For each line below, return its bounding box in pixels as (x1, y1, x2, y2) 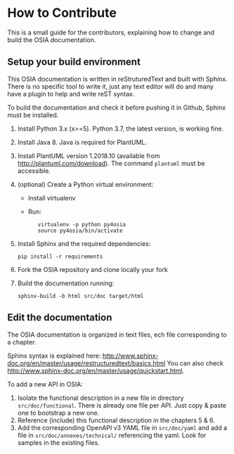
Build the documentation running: (17, 279, 115, 287)
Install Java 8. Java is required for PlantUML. (17, 138, 148, 146)
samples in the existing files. (17, 438, 100, 447)
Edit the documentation (7, 311, 112, 324)
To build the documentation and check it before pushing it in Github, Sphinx (7, 103, 226, 112)
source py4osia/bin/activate (37, 227, 123, 234)
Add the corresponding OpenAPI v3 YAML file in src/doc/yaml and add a (17, 423, 228, 432)
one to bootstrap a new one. (17, 408, 100, 417)
